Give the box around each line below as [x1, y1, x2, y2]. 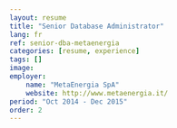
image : [9, 64, 34, 73]
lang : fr [9, 30, 43, 39]
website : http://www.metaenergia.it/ [25, 88, 169, 97]
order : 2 [9, 105, 43, 114]
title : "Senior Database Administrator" [9, 22, 165, 31]
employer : [9, 72, 47, 81]
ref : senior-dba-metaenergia [9, 38, 120, 48]
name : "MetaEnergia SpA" [25, 80, 120, 89]
